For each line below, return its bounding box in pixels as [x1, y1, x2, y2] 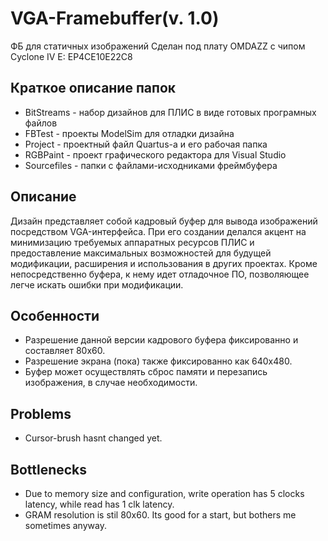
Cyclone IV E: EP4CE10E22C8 [10, 50, 133, 62]
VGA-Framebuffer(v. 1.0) [10, 7, 220, 30]
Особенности [10, 307, 100, 324]
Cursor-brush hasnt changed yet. [24, 432, 163, 444]
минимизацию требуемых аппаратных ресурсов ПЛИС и [10, 236, 255, 248]
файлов [24, 117, 58, 129]
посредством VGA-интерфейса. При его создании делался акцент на [10, 225, 307, 237]
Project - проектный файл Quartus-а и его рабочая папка [24, 138, 268, 150]
